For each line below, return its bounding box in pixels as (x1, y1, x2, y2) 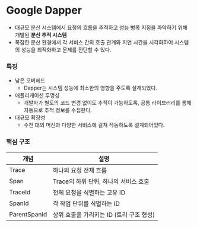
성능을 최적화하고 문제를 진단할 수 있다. (21, 46, 112, 53)
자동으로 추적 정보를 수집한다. (23, 107, 92, 114)
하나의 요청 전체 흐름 (52, 166, 107, 174)
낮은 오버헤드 (14, 77, 46, 84)
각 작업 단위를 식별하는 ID (52, 199, 120, 207)
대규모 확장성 (14, 114, 46, 122)
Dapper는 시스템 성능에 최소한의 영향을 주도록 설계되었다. (23, 84, 158, 92)
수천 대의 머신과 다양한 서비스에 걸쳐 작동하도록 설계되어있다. (23, 122, 165, 129)
